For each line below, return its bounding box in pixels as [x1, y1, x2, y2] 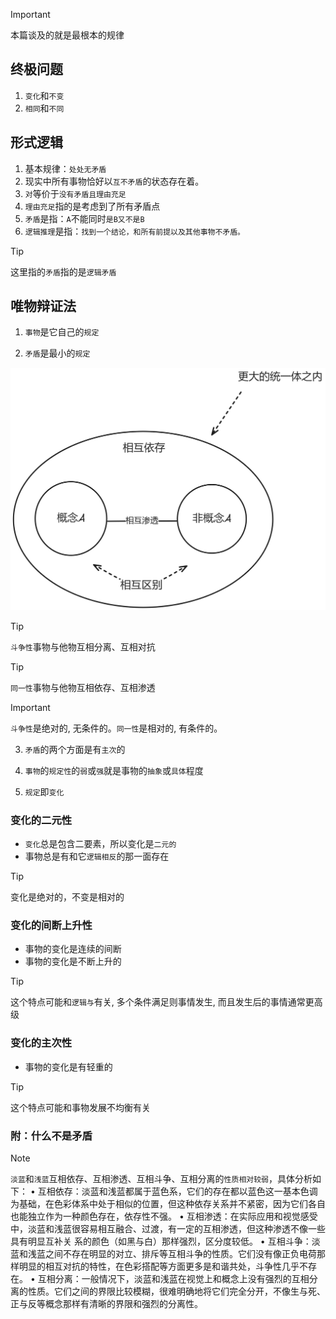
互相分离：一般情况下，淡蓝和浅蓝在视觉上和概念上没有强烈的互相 [37, 1272, 310, 1284]
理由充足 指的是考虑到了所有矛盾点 [24, 200, 161, 212]
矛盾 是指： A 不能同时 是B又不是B [24, 212, 145, 224]
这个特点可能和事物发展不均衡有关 [10, 1101, 151, 1113]
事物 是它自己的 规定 [24, 326, 100, 338]
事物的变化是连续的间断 [24, 943, 122, 955]
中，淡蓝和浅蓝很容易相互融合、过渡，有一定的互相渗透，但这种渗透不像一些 [10, 1222, 326, 1234]
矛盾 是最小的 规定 [24, 347, 91, 359]
